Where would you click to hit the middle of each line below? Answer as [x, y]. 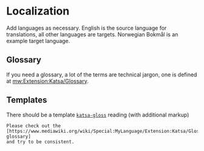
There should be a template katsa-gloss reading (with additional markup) [98, 115]
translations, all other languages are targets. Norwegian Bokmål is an [92, 34]
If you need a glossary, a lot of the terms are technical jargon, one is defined [102, 75]
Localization [38, 11]
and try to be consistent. [40, 142]
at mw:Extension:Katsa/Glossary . [48, 81]
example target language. [38, 41]
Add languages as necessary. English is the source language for [87, 28]
